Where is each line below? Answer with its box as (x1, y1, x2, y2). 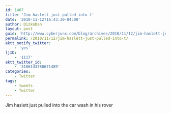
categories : (5, 69, 31, 74)
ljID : (5, 50, 17, 55)
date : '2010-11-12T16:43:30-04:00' (5, 17, 81, 22)
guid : (5, 31, 17, 36)
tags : (5, 78, 17, 83)
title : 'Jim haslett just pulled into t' (5, 12, 95, 17)
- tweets (14, 83, 33, 88)
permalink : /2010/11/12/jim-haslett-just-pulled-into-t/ (5, 36, 129, 41)
